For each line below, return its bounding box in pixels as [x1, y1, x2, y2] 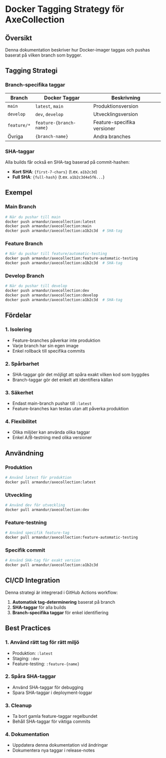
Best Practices [5, 624, 51, 632]
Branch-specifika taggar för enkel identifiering [12, 609, 109, 616]
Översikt [5, 34, 32, 42]
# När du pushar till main [5, 214, 61, 219]
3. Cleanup [5, 702, 32, 709]
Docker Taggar [44, 94, 80, 101]
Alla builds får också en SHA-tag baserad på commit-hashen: [5, 159, 130, 165]
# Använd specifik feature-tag [5, 530, 70, 535]
